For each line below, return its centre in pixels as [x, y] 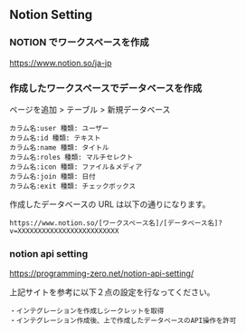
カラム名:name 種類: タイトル [59, 147]
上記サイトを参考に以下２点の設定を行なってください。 [112, 292]
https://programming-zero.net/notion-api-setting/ [102, 274]
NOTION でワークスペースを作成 [79, 43]
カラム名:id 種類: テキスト [55, 138]
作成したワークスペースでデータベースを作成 [106, 88]
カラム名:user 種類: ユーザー [59, 128]
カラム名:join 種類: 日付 [53, 176]
